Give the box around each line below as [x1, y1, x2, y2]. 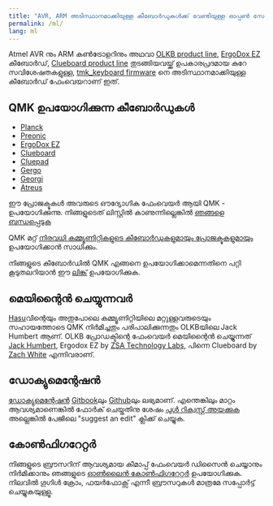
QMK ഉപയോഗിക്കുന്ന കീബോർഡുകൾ [8, 101, 195, 115]
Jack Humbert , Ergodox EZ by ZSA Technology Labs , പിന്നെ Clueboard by [8, 340, 258, 350]
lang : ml [8, 27, 38, 35]
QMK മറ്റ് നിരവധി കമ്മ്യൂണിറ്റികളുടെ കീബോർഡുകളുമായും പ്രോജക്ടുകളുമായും [8, 233, 253, 243]
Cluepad [19, 157, 49, 167]
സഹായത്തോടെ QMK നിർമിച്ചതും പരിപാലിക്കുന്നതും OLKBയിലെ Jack [8, 322, 237, 331]
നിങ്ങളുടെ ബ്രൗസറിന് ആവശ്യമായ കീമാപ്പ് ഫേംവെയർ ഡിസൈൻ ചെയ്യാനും [8, 459, 262, 469]
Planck [19, 123, 43, 132]
